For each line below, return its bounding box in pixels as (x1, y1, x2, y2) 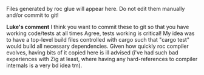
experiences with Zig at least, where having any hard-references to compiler (6, 56, 198, 62)
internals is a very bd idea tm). (6, 62, 83, 69)
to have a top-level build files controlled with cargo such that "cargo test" (6, 36, 190, 43)
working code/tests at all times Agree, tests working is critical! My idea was (6, 30, 195, 37)
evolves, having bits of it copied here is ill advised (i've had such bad (6, 49, 178, 56)
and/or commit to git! (6, 11, 59, 19)
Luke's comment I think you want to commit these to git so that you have (6, 24, 189, 30)
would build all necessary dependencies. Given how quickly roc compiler (6, 42, 189, 50)
